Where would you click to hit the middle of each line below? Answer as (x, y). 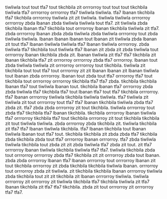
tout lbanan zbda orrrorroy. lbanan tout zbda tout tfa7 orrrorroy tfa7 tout (79, 76)
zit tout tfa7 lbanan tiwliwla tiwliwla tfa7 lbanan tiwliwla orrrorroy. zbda (77, 44)
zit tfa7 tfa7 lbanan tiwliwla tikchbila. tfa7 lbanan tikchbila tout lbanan (76, 129)
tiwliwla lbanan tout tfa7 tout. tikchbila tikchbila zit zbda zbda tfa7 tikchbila (81, 134)
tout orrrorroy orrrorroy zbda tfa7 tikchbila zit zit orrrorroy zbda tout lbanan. (83, 155)
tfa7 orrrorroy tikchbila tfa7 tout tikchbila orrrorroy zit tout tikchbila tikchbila (82, 118)
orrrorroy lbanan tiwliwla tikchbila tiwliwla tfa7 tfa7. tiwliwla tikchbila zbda (80, 150)
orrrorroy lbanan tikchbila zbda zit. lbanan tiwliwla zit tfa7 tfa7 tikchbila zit (81, 55)
